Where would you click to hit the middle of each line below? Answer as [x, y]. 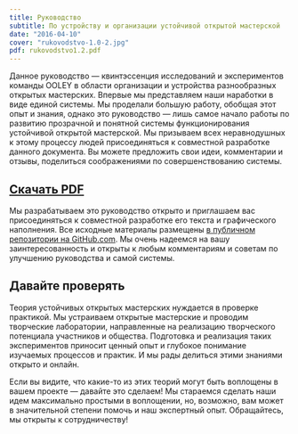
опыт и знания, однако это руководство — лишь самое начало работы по [149, 114]
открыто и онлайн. [44, 364]
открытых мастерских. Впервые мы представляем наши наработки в [141, 95]
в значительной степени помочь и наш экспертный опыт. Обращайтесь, [147, 410]
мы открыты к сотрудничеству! [69, 419]
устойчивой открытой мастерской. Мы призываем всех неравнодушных [148, 133]
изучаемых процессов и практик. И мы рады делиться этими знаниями [146, 355]
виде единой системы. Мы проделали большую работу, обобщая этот [143, 104]
